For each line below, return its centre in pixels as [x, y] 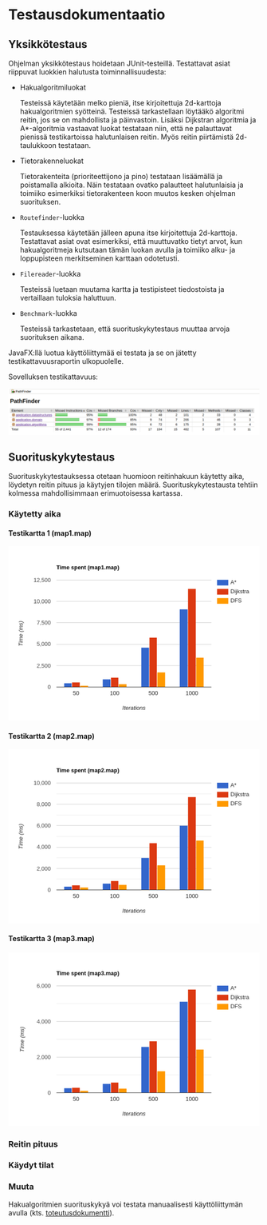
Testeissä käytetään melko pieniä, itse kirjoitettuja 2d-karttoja [120, 103]
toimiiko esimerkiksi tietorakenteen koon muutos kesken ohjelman [128, 193]
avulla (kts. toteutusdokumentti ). [61, 1212]
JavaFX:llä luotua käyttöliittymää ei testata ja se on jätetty [102, 353]
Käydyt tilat [31, 1165]
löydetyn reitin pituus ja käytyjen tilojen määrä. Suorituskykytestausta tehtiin [133, 485]
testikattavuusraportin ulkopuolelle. [66, 361]
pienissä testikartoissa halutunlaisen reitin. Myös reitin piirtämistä [126, 137]
